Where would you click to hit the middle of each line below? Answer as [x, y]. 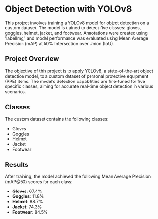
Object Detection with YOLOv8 [68, 9]
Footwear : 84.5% [30, 212]
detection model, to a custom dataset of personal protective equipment [77, 76]
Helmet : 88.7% [27, 202]
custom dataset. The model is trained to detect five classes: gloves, [73, 27]
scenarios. [16, 91]
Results [17, 165]
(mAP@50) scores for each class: [39, 182]
